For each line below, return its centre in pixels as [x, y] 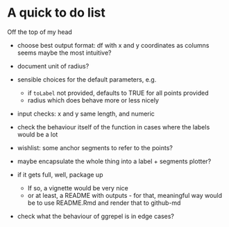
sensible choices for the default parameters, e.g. [87, 79]
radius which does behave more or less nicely [93, 100]
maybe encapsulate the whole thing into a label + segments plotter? [114, 161]
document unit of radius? [53, 66]
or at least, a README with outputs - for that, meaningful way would [125, 195]
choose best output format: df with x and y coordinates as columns [113, 45]
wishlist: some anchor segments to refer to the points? [95, 147]
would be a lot [37, 134]
